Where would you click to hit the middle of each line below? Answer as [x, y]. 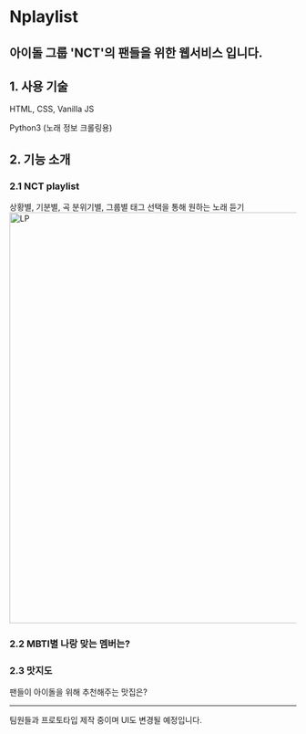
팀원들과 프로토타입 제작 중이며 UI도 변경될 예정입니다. [106, 720]
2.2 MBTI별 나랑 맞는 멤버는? [70, 644]
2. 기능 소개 [40, 159]
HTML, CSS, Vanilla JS [52, 109]
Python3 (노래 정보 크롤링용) [61, 128]
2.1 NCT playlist [45, 186]
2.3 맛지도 [31, 670]
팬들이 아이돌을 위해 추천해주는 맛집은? [78, 692]
